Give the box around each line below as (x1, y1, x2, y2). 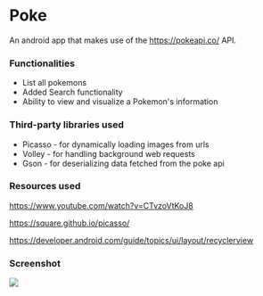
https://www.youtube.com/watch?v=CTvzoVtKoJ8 (9, 200, 193, 210)
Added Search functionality (21, 86, 123, 98)
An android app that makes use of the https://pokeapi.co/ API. (9, 35, 237, 45)
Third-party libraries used (9, 119, 125, 131)
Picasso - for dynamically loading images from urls (21, 139, 210, 150)
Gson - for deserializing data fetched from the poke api (21, 158, 225, 169)
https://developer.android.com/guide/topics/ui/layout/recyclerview (9, 234, 254, 245)
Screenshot (9, 257, 61, 269)
